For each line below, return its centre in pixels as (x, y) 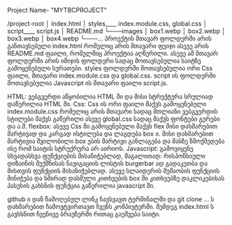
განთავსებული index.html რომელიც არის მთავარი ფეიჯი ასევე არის (108, 46)
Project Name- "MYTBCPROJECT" (57, 10)
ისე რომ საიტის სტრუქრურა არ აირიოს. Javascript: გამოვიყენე (100, 148)
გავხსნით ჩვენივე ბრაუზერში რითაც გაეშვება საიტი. (84, 214)
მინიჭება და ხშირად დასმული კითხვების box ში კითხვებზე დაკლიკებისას (116, 178)
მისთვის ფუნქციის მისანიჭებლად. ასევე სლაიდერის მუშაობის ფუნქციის (114, 171)
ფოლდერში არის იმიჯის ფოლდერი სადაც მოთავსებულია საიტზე (104, 61)
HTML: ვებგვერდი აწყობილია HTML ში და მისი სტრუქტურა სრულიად (110, 96)
